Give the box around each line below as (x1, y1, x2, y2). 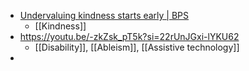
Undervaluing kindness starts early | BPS (19, 10, 190, 21)
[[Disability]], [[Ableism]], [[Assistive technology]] (34, 41, 240, 53)
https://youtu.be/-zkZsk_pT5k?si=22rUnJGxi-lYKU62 (19, 31, 240, 42)
